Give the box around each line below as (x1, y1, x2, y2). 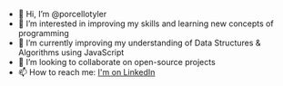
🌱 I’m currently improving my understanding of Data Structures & (17, 37, 261, 48)
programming (17, 28, 70, 38)
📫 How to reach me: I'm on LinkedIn (17, 67, 156, 77)
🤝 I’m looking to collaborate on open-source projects (17, 57, 216, 67)
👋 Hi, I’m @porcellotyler (17, 9, 107, 19)
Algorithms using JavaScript (17, 47, 125, 58)
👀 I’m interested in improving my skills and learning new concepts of (17, 18, 275, 29)
